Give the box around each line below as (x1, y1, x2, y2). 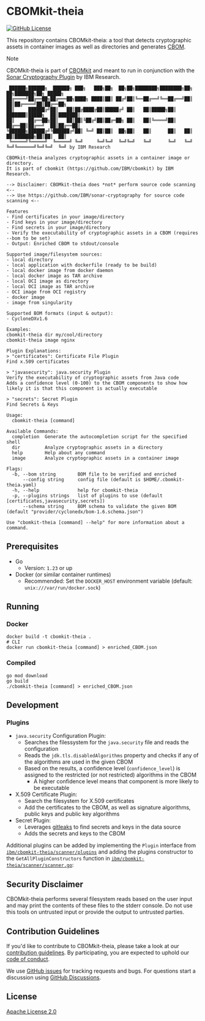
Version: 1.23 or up (24, 564, 73, 571)
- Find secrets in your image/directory (6, 224, 111, 230)
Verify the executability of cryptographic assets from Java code (6, 374, 179, 381)
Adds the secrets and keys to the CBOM (24, 830, 125, 837)
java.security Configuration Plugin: (15, 732, 106, 740)
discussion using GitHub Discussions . (6, 974, 102, 981)
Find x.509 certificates (6, 359, 70, 365)
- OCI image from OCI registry (6, 289, 86, 295)
